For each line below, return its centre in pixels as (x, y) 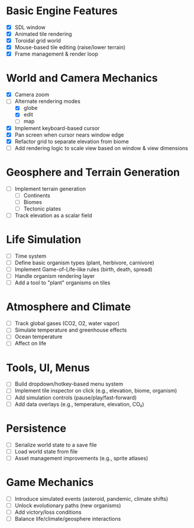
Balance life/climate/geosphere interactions (68, 519)
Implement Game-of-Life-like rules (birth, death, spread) (83, 270)
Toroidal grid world (38, 41)
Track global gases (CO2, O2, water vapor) (67, 323)
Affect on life (30, 344)
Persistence (36, 428)
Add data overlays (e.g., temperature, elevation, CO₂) (79, 404)
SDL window (30, 27)
